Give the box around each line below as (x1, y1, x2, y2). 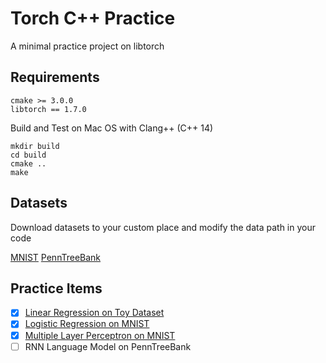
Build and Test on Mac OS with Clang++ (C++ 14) (10, 122, 214, 134)
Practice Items (10, 280, 103, 297)
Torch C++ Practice (10, 7, 176, 30)
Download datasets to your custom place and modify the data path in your (10, 221, 317, 233)
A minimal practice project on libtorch (10, 40, 165, 52)
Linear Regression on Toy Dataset (24, 307, 165, 319)
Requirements (10, 69, 100, 86)
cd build (10, 150, 47, 160)
